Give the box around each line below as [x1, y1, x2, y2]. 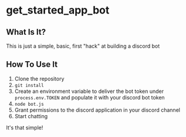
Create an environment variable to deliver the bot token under [14, 88, 164, 95]
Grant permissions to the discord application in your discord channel [14, 106, 181, 113]
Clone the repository [14, 75, 65, 82]
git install [14, 82, 44, 88]
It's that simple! [6, 124, 43, 131]
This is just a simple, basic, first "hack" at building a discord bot [6, 42, 160, 49]
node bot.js [14, 101, 44, 107]
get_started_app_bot [6, 4, 110, 17]
